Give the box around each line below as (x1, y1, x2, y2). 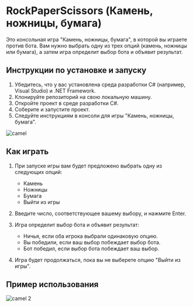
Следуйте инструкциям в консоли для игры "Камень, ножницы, (14, 112, 174, 119)
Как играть (6, 146, 49, 156)
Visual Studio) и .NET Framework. (14, 87, 96, 94)
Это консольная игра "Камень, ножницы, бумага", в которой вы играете (6, 36, 187, 43)
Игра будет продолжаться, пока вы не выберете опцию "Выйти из (14, 256, 181, 263)
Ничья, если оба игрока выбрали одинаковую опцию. (23, 233, 158, 240)
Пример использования (6, 279, 99, 289)
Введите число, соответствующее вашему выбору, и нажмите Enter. (14, 210, 187, 217)
